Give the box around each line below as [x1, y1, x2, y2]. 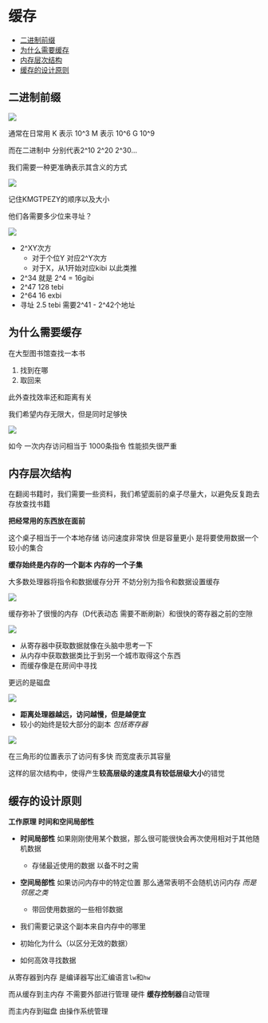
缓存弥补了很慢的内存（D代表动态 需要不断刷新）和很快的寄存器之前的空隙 [8, 609, 254, 618]
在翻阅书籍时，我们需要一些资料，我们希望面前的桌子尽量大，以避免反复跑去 [8, 489, 260, 499]
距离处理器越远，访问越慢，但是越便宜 [19, 709, 146, 719]
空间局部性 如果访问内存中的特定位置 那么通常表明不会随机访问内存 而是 [19, 878, 257, 887]
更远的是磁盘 [8, 677, 50, 687]
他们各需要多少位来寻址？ [8, 211, 93, 220]
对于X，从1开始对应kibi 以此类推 [31, 263, 137, 272]
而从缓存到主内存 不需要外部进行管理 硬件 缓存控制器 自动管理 [8, 989, 210, 999]
